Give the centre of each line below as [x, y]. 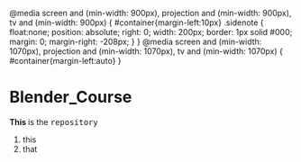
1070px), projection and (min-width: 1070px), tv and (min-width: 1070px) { [146, 51]
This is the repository [54, 121]
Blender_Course [71, 97]
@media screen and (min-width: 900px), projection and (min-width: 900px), [150, 13]
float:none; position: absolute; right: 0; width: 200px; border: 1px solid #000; [151, 32]
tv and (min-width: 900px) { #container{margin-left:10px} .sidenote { [137, 22]
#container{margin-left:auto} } [65, 61]
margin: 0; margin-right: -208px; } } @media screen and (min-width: [136, 41]
